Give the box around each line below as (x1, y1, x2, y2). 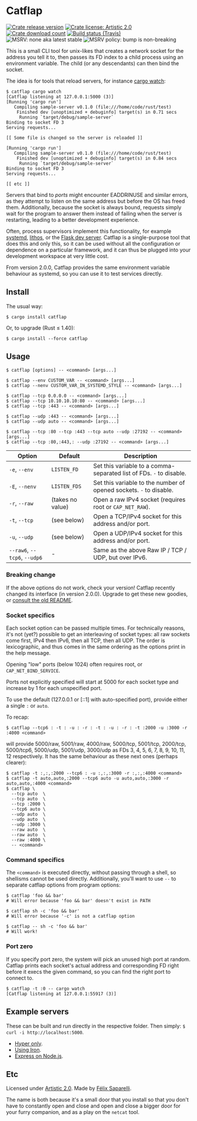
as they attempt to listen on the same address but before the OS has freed (6, 198, 185, 205)
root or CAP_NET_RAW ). (93, 502, 151, 511)
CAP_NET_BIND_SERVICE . (6, 667, 60, 674)
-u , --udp (9, 532, 33, 541)
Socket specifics (6, 611, 55, 619)
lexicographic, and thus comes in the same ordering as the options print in (6, 643, 186, 650)
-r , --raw (9, 499, 33, 507)
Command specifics (6, 856, 65, 864)
